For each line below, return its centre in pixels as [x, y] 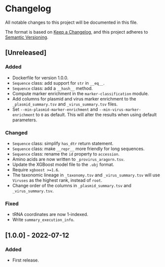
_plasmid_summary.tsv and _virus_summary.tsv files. [65, 104]
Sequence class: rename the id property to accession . [66, 154]
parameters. [25, 120]
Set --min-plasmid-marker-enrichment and [55, 109]
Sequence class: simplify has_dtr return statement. [63, 143]
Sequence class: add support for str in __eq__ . [58, 83]
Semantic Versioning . [27, 37]
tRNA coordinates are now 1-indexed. [50, 214]
